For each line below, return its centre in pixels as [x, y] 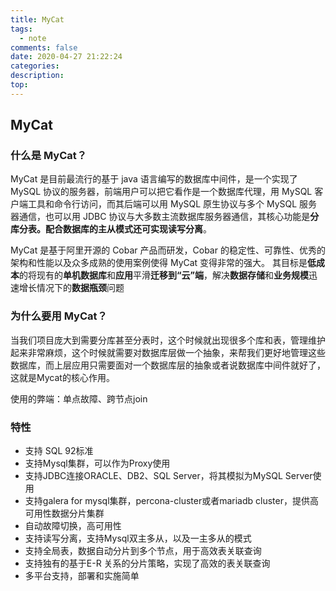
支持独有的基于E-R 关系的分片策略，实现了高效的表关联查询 [147, 563]
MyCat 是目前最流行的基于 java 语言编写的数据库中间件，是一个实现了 [154, 179]
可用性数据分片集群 [64, 513]
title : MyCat [37, 19]
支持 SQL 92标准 [59, 451]
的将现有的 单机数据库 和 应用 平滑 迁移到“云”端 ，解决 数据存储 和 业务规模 [164, 275]
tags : [21, 29]
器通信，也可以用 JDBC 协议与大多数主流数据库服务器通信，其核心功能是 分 [165, 217]
